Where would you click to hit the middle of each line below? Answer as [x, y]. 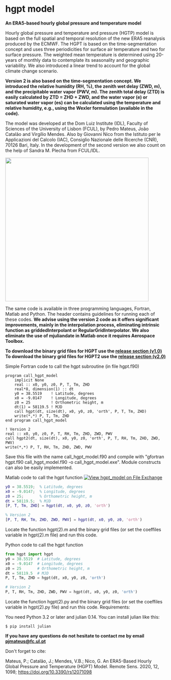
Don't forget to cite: [26, 651]
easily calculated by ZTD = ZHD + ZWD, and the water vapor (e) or [76, 97]
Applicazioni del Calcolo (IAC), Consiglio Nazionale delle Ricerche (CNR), [82, 139]
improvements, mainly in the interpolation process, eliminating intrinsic [82, 324]
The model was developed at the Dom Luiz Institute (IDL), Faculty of [77, 123]
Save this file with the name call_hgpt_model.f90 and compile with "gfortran [85, 456]
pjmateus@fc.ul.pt [25, 641]
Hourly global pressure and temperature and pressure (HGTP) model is [80, 33]
